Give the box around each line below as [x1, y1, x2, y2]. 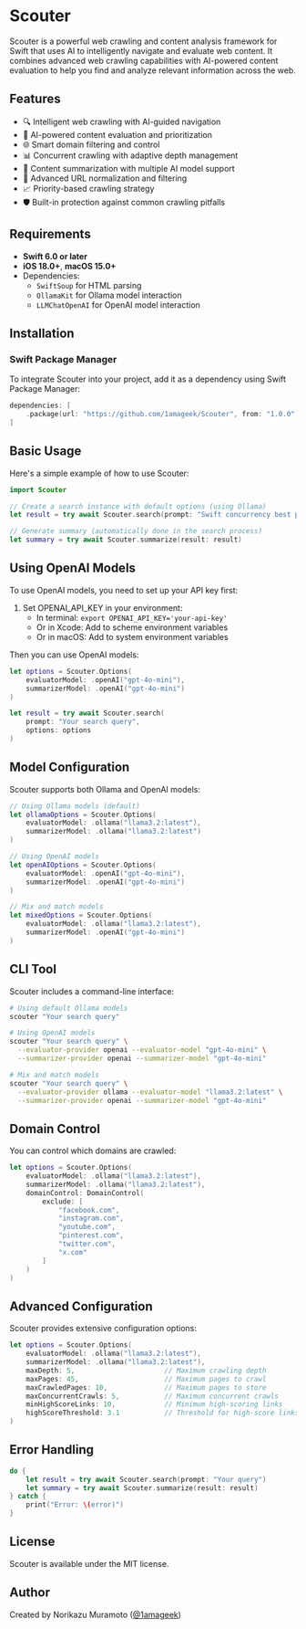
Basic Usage [9, 444, 82, 459]
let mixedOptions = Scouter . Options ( [9, 910, 153, 920]
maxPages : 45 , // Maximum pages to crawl [25, 1374, 267, 1383]
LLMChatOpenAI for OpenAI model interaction [36, 299, 200, 310]
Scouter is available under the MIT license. [9, 1558, 169, 1569]
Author [9, 1585, 50, 1601]
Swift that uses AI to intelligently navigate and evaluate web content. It [9, 45, 273, 56]
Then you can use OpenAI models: [9, 649, 139, 660]
